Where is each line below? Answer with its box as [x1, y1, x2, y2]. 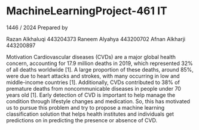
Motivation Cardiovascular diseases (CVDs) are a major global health [6, 53, 176, 60]
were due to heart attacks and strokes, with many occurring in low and [6, 72, 180, 79]
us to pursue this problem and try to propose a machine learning [6, 104, 165, 111]
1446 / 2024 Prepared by [6, 24, 68, 31]
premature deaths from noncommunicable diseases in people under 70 [6, 85, 181, 92]
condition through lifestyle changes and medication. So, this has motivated [6, 97, 190, 105]
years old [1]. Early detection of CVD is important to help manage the [6, 91, 176, 98]
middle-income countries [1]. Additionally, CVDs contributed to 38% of [6, 79, 180, 86]
